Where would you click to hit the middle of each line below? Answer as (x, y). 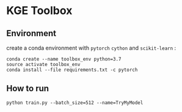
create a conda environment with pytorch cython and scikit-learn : (91, 48)
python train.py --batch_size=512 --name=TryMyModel (75, 103)
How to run (28, 88)
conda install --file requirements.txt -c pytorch (72, 70)
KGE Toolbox (39, 11)
